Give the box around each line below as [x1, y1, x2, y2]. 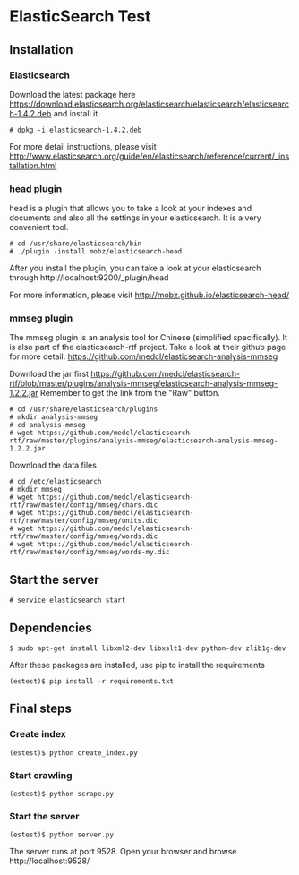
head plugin [9, 182, 63, 194]
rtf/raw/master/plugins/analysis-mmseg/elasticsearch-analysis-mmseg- [9, 436, 278, 445]
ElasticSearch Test [9, 6, 151, 27]
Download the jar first [9, 369, 90, 380]
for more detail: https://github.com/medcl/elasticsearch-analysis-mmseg [9, 351, 278, 362]
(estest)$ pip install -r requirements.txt [9, 677, 175, 686]
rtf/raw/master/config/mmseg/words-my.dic [9, 548, 170, 557]
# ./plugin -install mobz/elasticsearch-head [9, 247, 182, 256]
